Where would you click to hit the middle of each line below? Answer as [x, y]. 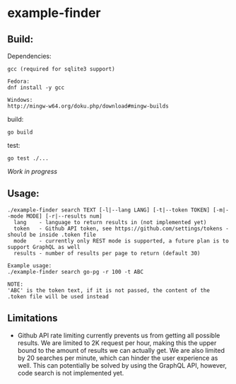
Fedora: [19, 81]
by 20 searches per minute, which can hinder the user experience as [118, 358]
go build [20, 132]
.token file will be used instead [58, 296]
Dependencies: [29, 56]
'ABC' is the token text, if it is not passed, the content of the [109, 290]
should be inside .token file [52, 235]
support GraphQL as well [44, 247]
